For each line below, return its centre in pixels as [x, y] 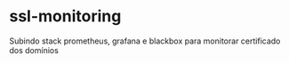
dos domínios [34, 50]
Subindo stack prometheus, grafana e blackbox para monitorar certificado [145, 41]
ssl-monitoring [65, 16]
